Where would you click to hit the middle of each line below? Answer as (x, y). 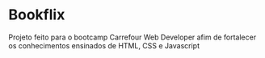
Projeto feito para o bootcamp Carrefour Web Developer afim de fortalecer (132, 37)
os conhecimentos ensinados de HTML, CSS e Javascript (104, 45)
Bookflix (37, 15)
